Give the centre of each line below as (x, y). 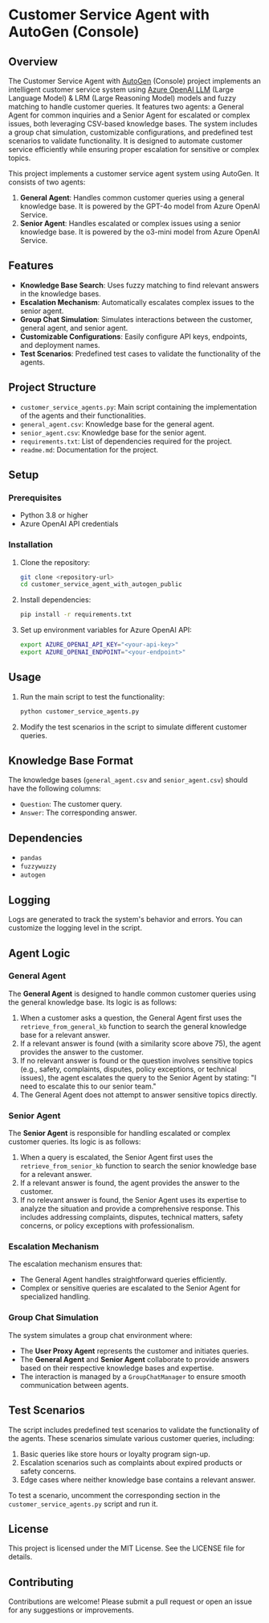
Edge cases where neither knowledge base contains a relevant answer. (138, 1480)
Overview (33, 62)
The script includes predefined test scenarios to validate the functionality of (134, 1430)
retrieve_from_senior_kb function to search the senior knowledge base (138, 1166)
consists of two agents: (47, 182)
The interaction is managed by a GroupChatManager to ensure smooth (133, 1376)
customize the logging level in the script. (75, 928)
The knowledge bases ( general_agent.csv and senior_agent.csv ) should (128, 780)
